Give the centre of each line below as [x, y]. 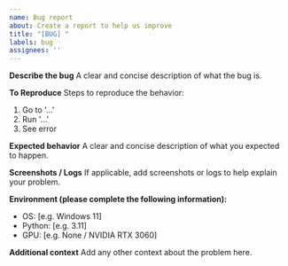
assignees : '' [35, 51]
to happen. [29, 155]
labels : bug [31, 42]
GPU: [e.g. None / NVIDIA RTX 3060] [90, 235]
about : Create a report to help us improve [91, 26]
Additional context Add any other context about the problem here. [131, 253]
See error [39, 129]
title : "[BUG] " [39, 34]
